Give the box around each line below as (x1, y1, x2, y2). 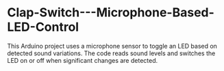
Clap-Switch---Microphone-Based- (7, 5, 214, 20)
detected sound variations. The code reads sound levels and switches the (7, 49, 216, 57)
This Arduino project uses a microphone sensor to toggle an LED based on (7, 42, 218, 50)
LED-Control (7, 19, 79, 35)
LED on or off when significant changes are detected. (7, 56, 158, 64)
